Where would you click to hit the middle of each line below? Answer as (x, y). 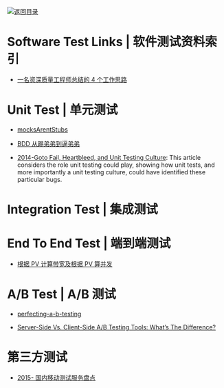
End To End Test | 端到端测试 (89, 244)
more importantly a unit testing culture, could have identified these (111, 172)
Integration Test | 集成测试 (82, 210)
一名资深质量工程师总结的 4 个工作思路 (72, 79)
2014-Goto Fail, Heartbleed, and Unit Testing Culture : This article (109, 157)
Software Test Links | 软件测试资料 (106, 42)
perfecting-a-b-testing (49, 314)
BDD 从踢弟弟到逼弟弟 (48, 143)
